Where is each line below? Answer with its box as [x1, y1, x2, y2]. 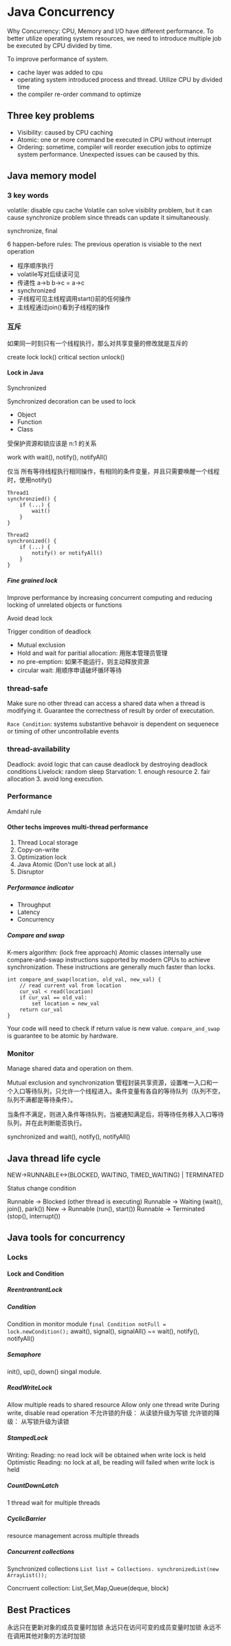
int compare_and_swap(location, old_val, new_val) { [7, 976, 162, 983]
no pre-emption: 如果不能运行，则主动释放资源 [16, 657, 150, 665]
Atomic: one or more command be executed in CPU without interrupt [16, 135, 212, 144]
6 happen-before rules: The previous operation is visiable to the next [7, 240, 202, 248]
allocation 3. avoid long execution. [7, 775, 104, 783]
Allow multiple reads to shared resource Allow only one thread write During [7, 1401, 220, 1409]
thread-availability [7, 744, 71, 754]
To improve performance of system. [7, 54, 109, 63]
